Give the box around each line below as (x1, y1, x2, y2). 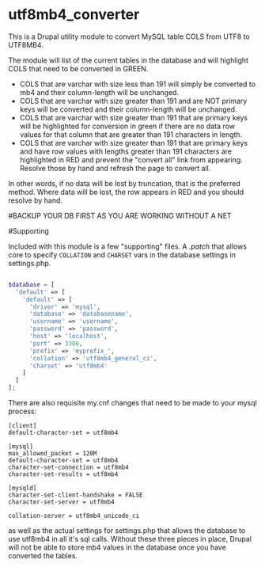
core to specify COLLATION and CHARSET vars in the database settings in (8, 249, 236, 259)
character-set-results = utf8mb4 (8, 470, 119, 478)
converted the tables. (8, 551, 78, 561)
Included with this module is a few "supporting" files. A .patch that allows (8, 242, 248, 251)
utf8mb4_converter (8, 6, 140, 24)
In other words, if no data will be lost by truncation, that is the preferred (8, 178, 241, 188)
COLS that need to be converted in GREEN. (8, 63, 149, 73)
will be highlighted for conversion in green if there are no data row (19, 121, 236, 131)
